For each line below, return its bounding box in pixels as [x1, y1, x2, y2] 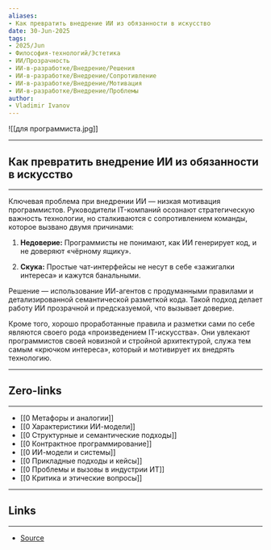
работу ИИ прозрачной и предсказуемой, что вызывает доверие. [8, 303, 235, 313]
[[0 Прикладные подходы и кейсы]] [19, 456, 143, 465]
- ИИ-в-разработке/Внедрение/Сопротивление [8, 72, 157, 80]
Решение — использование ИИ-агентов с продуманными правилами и [8, 285, 254, 295]
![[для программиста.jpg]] [8, 124, 98, 134]
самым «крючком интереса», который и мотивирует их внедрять [8, 344, 236, 354]
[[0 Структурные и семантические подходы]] [19, 430, 177, 440]
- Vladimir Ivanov [8, 102, 70, 110]
